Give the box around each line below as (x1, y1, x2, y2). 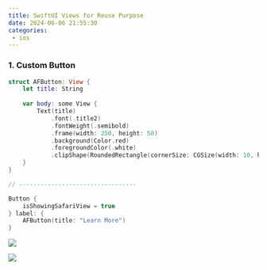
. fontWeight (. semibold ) (50, 122, 130, 130)
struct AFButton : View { (8, 78, 91, 86)
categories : (8, 26, 48, 34)
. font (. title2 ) (50, 114, 102, 123)
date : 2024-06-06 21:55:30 (8, 19, 98, 27)
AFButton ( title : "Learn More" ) (22, 217, 126, 225)
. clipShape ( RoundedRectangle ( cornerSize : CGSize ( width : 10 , (50, 151, 254, 159)
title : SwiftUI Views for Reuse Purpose (8, 11, 145, 20)
